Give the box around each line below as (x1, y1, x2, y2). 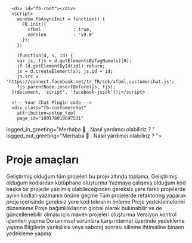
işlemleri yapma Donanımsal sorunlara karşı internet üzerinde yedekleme (6, 217, 185, 224)
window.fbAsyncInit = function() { (17, 16, 106, 22)
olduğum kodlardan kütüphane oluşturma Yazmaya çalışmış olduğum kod (6, 179, 186, 186)
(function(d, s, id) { (17, 53, 73, 59)
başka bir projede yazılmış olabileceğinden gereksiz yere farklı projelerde (6, 185, 186, 192)
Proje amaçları (6, 153, 79, 167)
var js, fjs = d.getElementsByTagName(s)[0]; (17, 58, 132, 64)
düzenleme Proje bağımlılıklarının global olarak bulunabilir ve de (6, 204, 163, 211)
